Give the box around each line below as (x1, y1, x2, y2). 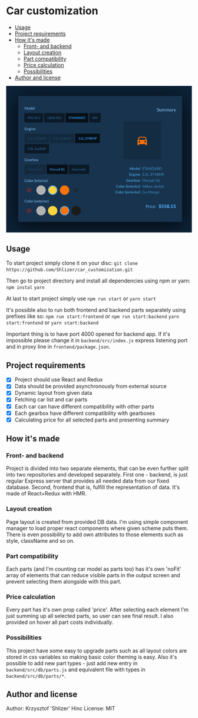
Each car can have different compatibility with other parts (14, 403, 154, 410)
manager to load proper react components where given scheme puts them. (6, 524, 189, 532)
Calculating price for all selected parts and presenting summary (14, 416, 170, 423)
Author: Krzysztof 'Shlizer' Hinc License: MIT (6, 705, 115, 712)
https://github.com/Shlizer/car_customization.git (6, 267, 133, 273)
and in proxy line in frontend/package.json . (6, 343, 111, 350)
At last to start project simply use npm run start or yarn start (6, 295, 156, 302)
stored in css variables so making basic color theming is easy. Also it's (6, 653, 177, 661)
